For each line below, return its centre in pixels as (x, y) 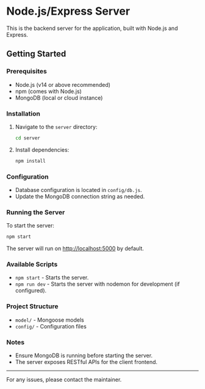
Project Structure (32, 306)
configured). (31, 291)
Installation (23, 113)
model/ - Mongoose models (49, 320)
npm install (30, 161)
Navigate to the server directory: (56, 127)
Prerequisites (27, 72)
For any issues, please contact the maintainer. (64, 380)
